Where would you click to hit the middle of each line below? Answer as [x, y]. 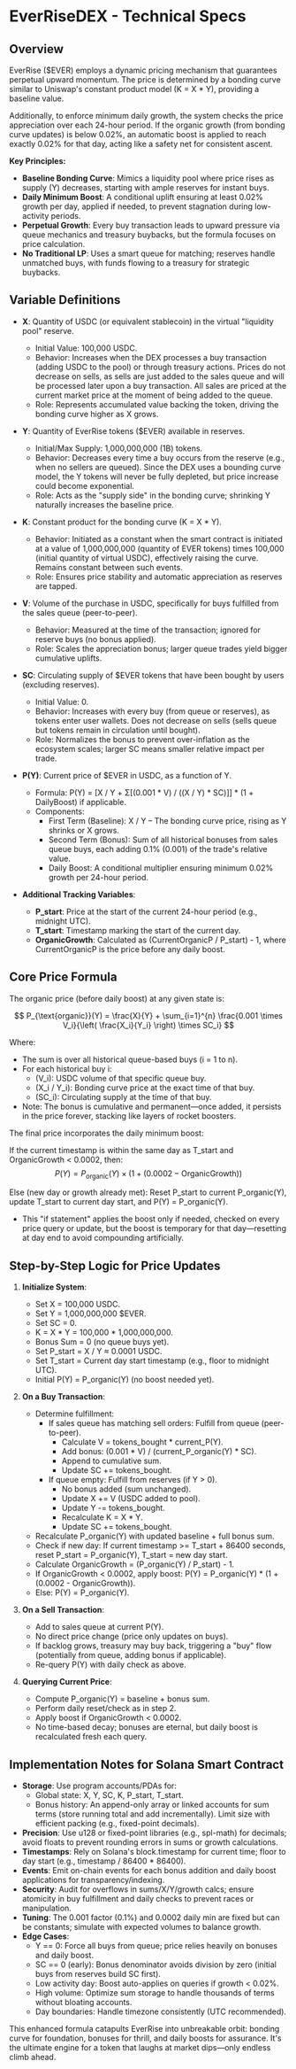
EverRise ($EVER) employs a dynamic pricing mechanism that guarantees [143, 70]
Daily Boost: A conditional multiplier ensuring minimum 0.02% [161, 868]
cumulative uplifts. [68, 658]
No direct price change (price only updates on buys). [132, 1637]
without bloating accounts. [83, 2003]
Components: [60, 811]
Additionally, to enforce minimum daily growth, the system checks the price [146, 116]
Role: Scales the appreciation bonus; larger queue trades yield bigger [161, 648]
